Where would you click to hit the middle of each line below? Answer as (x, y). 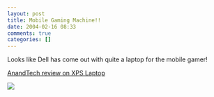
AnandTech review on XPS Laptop (56, 73)
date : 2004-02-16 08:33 (42, 27)
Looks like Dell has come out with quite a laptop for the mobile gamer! (107, 59)
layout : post (26, 14)
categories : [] (29, 40)
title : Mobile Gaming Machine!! (54, 20)
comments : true (29, 33)
